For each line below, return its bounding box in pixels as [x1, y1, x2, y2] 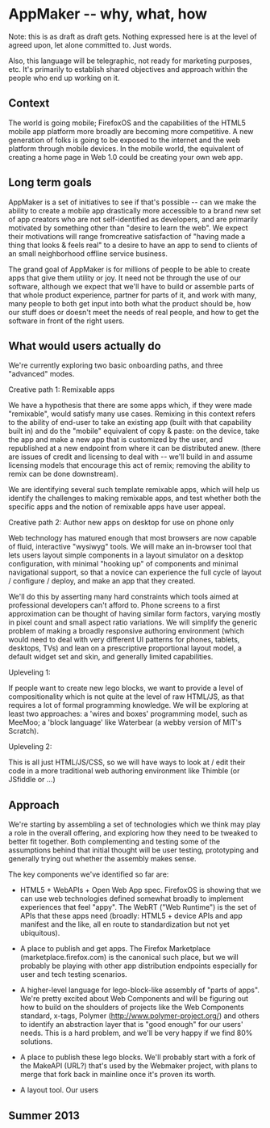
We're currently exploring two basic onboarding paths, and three [8, 360, 223, 370]
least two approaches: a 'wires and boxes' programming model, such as [8, 709, 248, 719]
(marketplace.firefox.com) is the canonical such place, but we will [19, 953, 239, 962]
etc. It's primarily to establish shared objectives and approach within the [8, 64, 248, 74]
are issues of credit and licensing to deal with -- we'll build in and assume [8, 452, 253, 461]
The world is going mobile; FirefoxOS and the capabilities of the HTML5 [8, 118, 246, 128]
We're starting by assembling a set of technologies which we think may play [8, 819, 261, 829]
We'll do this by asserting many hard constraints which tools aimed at [8, 591, 239, 602]
